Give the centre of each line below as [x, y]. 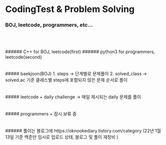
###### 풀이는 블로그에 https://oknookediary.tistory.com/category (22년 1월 [83, 131]
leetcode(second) [24, 57]
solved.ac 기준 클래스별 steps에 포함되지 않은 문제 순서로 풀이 [66, 80]
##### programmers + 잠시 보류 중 [41, 114]
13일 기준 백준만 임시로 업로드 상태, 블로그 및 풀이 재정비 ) [62, 137]
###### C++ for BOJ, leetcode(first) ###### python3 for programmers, [80, 52]
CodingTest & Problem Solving [70, 9]
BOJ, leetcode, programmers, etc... [49, 25]
